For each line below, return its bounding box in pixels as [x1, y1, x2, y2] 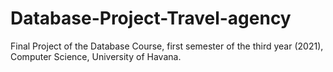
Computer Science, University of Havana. [10, 50, 182, 62]
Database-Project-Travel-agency [10, 7, 292, 30]
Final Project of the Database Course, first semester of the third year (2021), [10, 40, 324, 52]
